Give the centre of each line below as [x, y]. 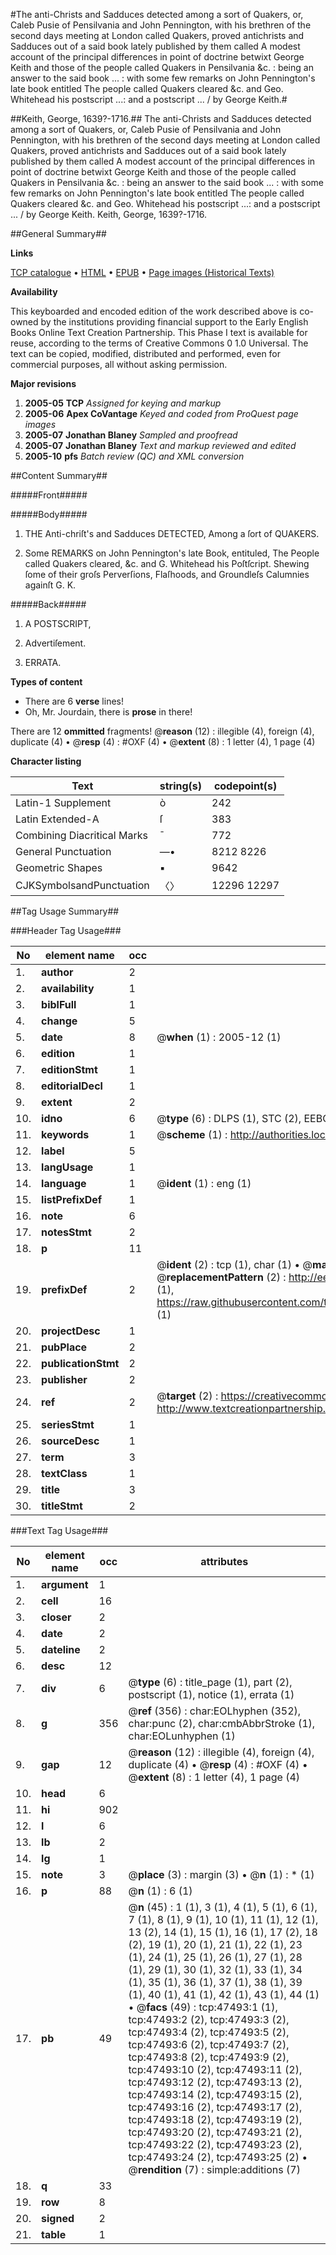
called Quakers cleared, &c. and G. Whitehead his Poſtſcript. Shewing [167, 563]
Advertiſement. [55, 643]
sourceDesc [70, 1441]
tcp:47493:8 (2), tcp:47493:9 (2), [209, 2057]
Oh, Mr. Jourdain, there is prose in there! [108, 712]
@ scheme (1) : [192, 1134]
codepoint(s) [245, 786]
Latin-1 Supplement [63, 802]
